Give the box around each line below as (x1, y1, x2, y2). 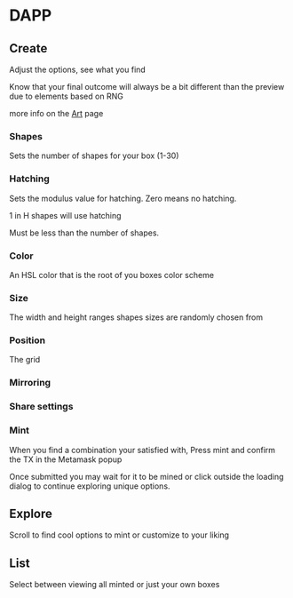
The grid (9, 355, 41, 365)
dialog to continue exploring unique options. (9, 481, 170, 491)
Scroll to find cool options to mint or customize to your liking (9, 530, 229, 540)
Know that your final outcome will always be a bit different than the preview (9, 82, 285, 92)
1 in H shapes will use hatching (9, 210, 122, 220)
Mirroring (9, 377, 51, 389)
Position (9, 334, 46, 347)
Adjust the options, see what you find (9, 64, 146, 75)
